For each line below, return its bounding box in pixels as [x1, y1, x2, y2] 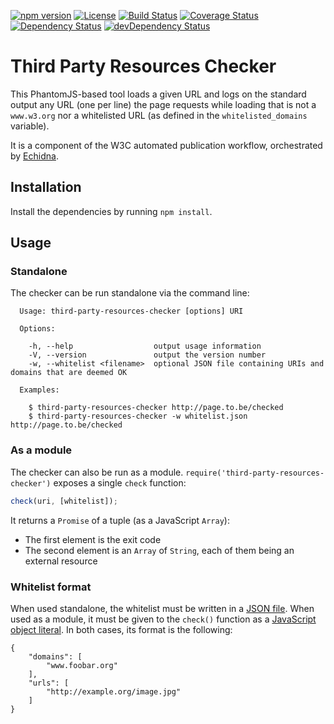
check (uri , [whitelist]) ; [10, 496, 118, 506]
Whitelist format [10, 580, 92, 594]
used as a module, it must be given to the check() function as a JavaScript [10, 613, 317, 625]
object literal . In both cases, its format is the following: [10, 623, 233, 635]
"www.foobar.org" [46, 660, 118, 670]
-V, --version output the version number [28, 350, 267, 360]
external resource [24, 555, 98, 567]
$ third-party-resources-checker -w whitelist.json [28, 411, 248, 422]
